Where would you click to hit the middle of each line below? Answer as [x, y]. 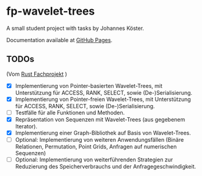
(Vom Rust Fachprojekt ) [37, 74]
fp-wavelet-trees [51, 11]
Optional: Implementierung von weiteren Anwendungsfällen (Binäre [99, 140]
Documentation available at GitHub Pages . [60, 40]
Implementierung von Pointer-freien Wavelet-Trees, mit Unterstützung [103, 99]
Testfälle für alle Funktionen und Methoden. [70, 112]
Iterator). [26, 126]
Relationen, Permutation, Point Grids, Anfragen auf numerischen [96, 147]
